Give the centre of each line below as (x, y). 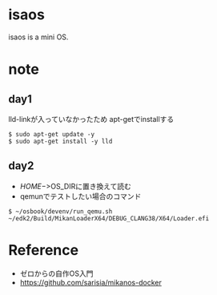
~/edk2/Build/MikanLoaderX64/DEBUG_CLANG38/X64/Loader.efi (109, 218)
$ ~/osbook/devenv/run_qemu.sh (60, 211)
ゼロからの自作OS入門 (56, 273)
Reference (43, 250)
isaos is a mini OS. (38, 37)
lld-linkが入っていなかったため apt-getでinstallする (91, 119)
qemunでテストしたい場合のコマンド (80, 196)
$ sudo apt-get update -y (51, 134)
